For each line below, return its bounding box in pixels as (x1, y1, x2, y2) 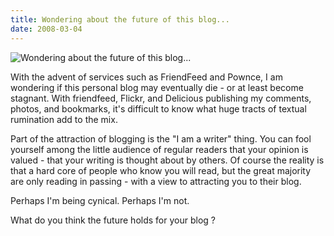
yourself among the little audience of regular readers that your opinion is (10, 143, 309, 155)
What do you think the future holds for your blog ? (10, 214, 216, 226)
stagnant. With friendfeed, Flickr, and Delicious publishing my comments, (10, 92, 312, 104)
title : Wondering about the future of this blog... (10, 14, 230, 25)
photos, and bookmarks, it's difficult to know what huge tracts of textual (10, 102, 307, 115)
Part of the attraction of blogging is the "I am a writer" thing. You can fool (10, 132, 312, 145)
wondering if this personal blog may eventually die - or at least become (10, 81, 304, 93)
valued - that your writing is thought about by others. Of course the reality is (10, 154, 325, 166)
